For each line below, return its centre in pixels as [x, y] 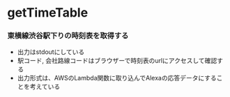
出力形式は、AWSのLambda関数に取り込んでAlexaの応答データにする [117, 78]
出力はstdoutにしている [51, 52]
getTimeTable [48, 13]
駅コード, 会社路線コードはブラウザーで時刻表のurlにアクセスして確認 [117, 61]
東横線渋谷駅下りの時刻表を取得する [68, 36]
